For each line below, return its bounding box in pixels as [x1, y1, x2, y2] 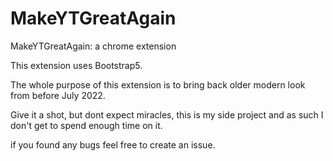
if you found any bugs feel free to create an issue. [10, 138, 216, 151]
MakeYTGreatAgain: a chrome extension [10, 40, 177, 52]
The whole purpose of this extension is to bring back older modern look [10, 78, 306, 91]
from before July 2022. [10, 89, 106, 101]
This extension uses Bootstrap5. [10, 59, 143, 71]
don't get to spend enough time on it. [10, 119, 163, 131]
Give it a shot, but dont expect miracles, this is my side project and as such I [10, 108, 324, 121]
